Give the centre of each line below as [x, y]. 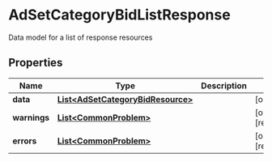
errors [25, 141]
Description [224, 85]
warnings [31, 117]
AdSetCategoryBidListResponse [119, 15]
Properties [36, 63]
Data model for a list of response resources [81, 37]
